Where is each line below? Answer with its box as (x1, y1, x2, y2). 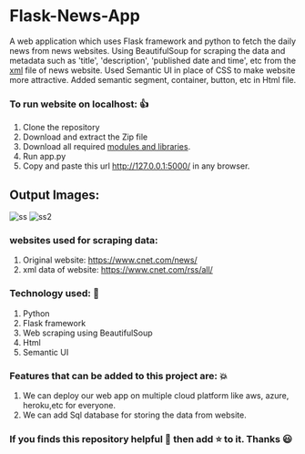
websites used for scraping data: (9, 233, 158, 246)
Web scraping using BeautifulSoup (22, 327, 153, 338)
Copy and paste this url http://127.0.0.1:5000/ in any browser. (22, 160, 250, 171)
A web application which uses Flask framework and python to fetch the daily (9, 36, 297, 46)
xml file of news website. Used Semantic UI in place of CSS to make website (9, 65, 296, 76)
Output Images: (9, 187, 100, 202)
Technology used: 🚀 (9, 287, 100, 300)
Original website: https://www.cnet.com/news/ (22, 254, 198, 265)
